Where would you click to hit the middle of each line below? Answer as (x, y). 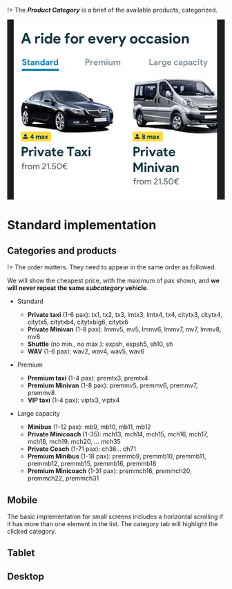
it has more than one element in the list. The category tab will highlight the (113, 524)
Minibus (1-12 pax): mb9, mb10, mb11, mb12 (89, 427)
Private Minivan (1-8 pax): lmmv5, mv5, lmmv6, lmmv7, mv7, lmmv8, (124, 329)
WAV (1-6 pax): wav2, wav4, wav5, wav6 (86, 351)
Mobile (22, 500)
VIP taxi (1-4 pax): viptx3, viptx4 (74, 400)
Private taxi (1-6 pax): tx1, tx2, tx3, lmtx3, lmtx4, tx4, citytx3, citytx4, (125, 315)
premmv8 (41, 393)
